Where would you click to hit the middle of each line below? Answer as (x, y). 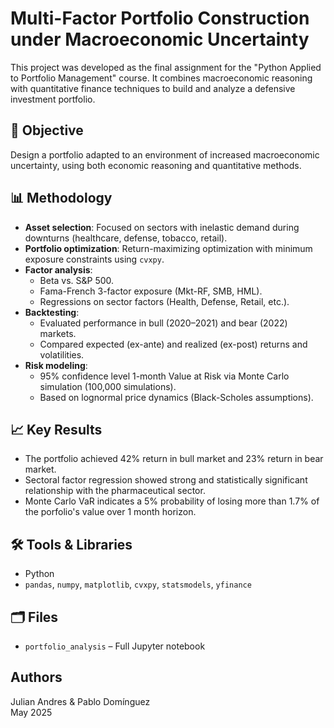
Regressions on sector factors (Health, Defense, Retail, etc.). (164, 301)
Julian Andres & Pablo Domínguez (80, 701)
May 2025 (31, 712)
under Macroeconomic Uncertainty (160, 39)
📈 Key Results (56, 429)
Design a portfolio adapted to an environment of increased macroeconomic (165, 154)
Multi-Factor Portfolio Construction (160, 18)
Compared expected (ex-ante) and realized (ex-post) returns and (173, 344)
